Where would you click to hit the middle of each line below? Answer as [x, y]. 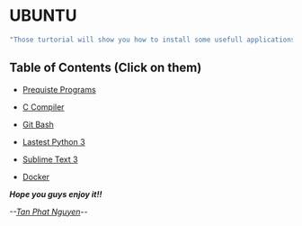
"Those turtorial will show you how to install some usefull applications [152, 40]
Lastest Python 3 [53, 141]
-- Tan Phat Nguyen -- [49, 212]
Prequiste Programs [59, 89]
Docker [36, 176]
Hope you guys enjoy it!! [56, 194]
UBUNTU [44, 16]
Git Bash [38, 124]
